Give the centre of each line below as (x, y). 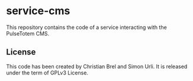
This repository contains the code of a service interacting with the (86, 27)
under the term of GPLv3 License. (47, 73)
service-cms (38, 11)
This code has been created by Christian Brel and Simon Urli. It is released (97, 66)
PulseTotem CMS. (28, 33)
